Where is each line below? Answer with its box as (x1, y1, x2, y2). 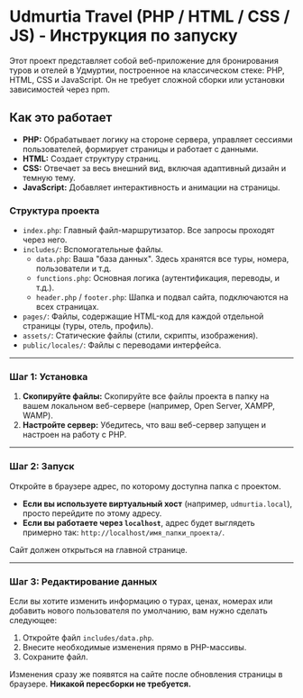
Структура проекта (9, 204, 100, 217)
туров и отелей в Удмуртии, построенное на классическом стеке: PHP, (9, 65, 285, 76)
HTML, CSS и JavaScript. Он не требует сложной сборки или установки (9, 74, 286, 85)
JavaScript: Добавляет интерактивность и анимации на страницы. (22, 182, 280, 193)
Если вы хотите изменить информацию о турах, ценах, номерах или (9, 595, 273, 606)
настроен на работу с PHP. (22, 430, 127, 440)
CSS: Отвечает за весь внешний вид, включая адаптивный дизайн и (22, 162, 287, 173)
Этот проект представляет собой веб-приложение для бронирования (9, 55, 280, 66)
